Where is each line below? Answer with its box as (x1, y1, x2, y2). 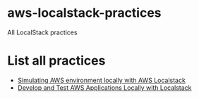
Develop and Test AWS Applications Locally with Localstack (17, 83, 192, 92)
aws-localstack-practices (7, 5, 162, 21)
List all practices (7, 53, 106, 69)
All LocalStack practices (7, 28, 78, 37)
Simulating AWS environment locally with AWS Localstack (17, 76, 186, 84)
